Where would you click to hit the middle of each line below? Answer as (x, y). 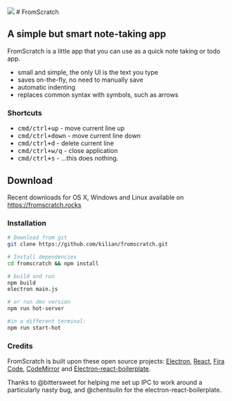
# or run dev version (39, 302)
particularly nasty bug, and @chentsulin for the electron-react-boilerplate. (115, 390)
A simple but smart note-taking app (87, 34)
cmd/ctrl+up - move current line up (71, 128)
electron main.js (33, 289)
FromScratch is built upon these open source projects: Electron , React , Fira (116, 362)
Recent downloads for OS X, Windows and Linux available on (96, 197)
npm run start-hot (34, 328)
